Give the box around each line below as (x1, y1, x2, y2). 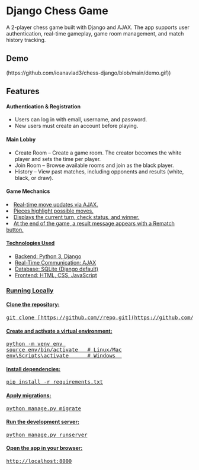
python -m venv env (6, 340, 63, 347)
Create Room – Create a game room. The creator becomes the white (14, 149, 182, 156)
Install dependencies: (6, 365, 61, 372)
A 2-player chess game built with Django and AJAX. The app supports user (6, 24, 190, 31)
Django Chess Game (6, 4, 108, 18)
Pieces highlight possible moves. (14, 207, 94, 214)
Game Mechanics (6, 188, 50, 195)
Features (6, 86, 40, 96)
